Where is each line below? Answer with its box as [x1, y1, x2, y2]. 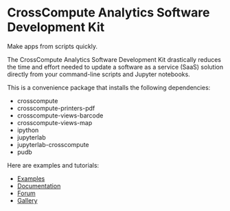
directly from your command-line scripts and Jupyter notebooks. [7, 70, 190, 78]
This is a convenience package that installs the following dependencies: [7, 83, 211, 91]
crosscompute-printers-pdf [16, 104, 95, 112]
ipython [16, 126, 39, 134]
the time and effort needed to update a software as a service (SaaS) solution [7, 63, 224, 71]
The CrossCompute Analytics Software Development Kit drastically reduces [7, 55, 222, 63]
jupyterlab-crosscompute [16, 140, 89, 148]
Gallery [16, 196, 38, 204]
